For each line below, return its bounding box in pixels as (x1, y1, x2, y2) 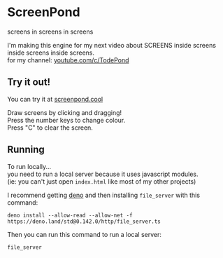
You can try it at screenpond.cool (7, 95, 103, 103)
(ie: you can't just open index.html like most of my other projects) (7, 177, 196, 186)
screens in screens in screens (7, 27, 94, 36)
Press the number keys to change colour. (7, 116, 126, 124)
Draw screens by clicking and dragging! (7, 108, 122, 116)
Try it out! (7, 76, 51, 88)
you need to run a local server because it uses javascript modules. (7, 170, 199, 178)
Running (7, 144, 45, 156)
